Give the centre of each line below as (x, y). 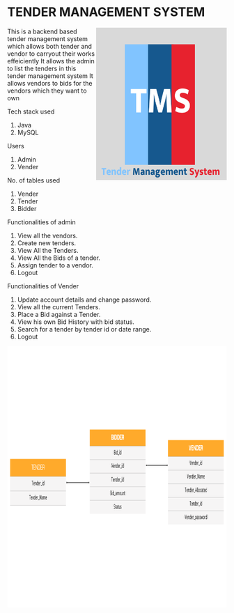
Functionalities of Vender (43, 286)
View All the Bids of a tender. (59, 258)
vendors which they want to (47, 91)
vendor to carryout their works (51, 54)
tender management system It (50, 76)
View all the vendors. (47, 235)
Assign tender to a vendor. (55, 265)
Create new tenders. (47, 243)
